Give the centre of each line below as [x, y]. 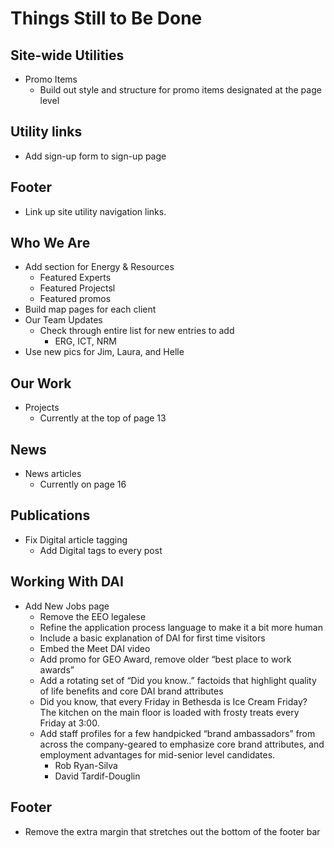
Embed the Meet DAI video [95, 648]
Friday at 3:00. [69, 723]
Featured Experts [75, 278]
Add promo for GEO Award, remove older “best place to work [165, 659]
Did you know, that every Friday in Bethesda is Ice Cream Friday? [173, 701]
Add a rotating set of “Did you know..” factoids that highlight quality [178, 680]
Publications [50, 515]
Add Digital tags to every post [101, 550]
